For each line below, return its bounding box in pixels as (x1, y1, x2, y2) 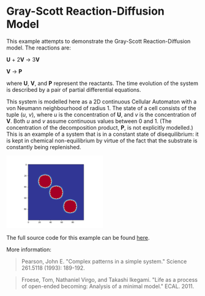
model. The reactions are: (6, 44, 72, 51)
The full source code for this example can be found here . (6, 234, 150, 241)
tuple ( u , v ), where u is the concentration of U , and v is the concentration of (6, 111, 197, 118)
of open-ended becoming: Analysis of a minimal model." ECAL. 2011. (21, 283, 195, 290)
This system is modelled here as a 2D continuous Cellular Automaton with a (6, 98, 197, 105)
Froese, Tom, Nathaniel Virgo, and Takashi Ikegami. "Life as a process (21, 276, 198, 283)
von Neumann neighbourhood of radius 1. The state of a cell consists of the (6, 104, 196, 111)
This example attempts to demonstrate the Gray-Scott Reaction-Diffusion (6, 37, 191, 45)
